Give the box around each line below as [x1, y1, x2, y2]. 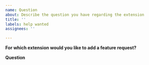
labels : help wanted [5, 21, 49, 27]
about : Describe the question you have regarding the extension [5, 12, 144, 17]
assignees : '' [5, 26, 36, 31]
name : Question [5, 7, 38, 13]
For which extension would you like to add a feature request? [5, 45, 137, 51]
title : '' [5, 17, 26, 22]
